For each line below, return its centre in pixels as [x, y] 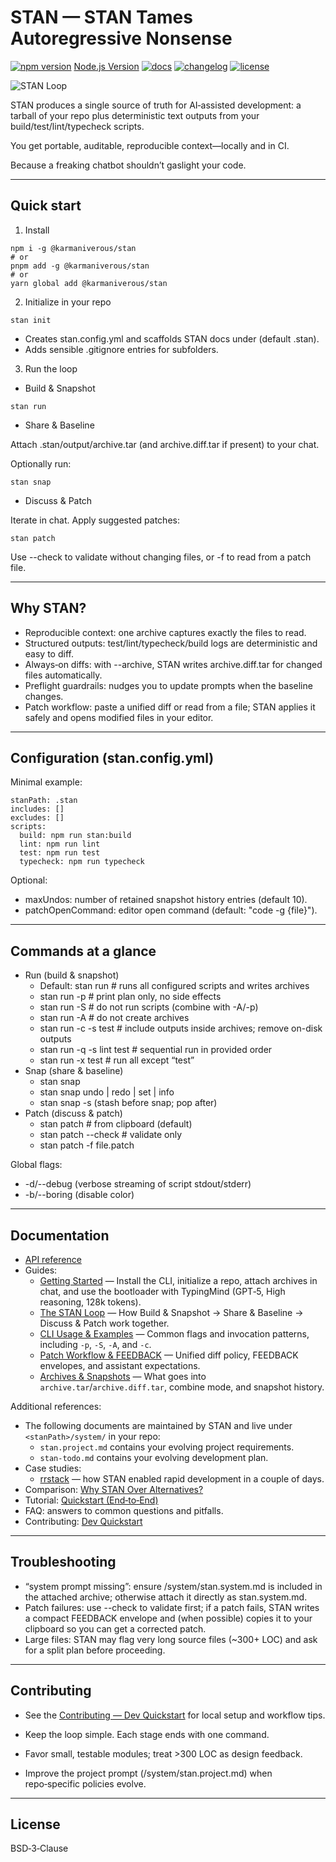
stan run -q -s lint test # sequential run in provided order [156, 1050]
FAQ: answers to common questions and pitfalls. [124, 1510]
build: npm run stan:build [75, 836]
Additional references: [56, 1406]
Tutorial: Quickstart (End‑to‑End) [91, 1500]
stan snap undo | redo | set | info [107, 1092]
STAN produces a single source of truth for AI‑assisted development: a [156, 105]
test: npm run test [60, 853]
